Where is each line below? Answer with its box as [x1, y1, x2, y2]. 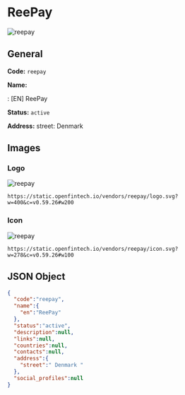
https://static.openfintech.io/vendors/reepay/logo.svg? [7, 193, 179, 200]
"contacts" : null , [13, 348, 65, 355]
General [7, 48, 44, 60]
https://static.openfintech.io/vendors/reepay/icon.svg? [7, 245, 179, 252]
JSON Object [7, 271, 66, 283]
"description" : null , [13, 329, 74, 336]
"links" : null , [13, 335, 55, 343]
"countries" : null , [13, 342, 68, 349]
